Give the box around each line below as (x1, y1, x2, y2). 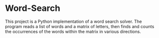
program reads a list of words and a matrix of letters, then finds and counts (5, 23, 155, 29)
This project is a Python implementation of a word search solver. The (5, 19, 142, 24)
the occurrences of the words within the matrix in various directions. (5, 28, 141, 34)
